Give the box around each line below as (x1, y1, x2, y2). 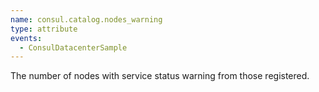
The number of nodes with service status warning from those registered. (10, 70, 310, 82)
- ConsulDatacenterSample (19, 42, 128, 53)
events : (10, 33, 43, 43)
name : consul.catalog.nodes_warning (10, 14, 163, 25)
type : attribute (10, 24, 78, 34)
